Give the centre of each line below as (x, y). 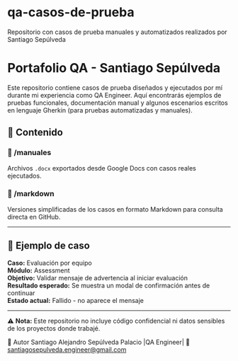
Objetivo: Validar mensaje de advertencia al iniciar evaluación (98, 277)
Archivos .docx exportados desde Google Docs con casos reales (102, 168)
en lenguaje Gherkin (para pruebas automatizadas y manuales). (100, 110)
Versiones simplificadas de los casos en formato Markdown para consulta (115, 209)
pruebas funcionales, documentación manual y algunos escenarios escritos (118, 103)
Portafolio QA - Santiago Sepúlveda (114, 68)
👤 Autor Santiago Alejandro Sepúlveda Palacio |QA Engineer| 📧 (99, 342)
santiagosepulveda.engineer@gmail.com (67, 349)
